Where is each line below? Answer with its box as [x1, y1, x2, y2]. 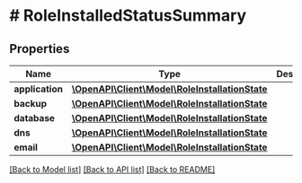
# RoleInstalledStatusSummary [9, 5, 247, 26]
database [13, 112, 56, 124]
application [13, 83, 63, 95]
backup [13, 98, 48, 109]
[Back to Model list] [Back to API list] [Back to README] [9, 164, 216, 175]
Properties [9, 41, 70, 57]
